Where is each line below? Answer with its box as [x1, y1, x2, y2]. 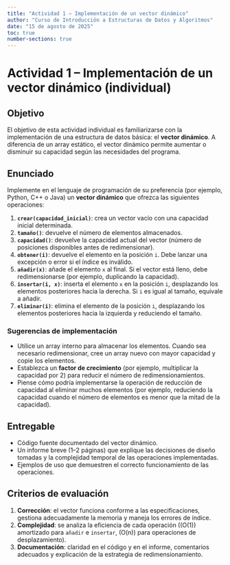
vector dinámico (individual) [7, 80, 172, 96]
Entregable [7, 420, 55, 432]
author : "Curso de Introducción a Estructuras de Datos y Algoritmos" [7, 17, 214, 23]
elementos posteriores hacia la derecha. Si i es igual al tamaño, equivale [16, 287, 223, 295]
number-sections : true [7, 36, 72, 43]
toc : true [7, 29, 36, 37]
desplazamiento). [16, 535, 67, 544]
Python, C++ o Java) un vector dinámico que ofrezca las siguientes [7, 193, 200, 201]
